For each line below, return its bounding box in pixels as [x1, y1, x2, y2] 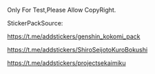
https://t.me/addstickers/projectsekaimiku [7, 59, 126, 67]
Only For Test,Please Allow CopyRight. [7, 6, 116, 14]
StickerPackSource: [7, 19, 63, 27]
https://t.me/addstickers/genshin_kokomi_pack [7, 32, 141, 40]
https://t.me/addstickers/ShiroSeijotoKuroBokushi [7, 46, 148, 53]
